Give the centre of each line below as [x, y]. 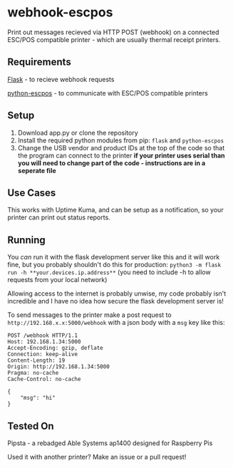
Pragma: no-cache [33, 373]
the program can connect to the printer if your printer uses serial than [121, 155]
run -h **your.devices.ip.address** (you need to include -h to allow [109, 272]
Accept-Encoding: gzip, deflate [55, 348]
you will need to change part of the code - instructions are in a [112, 163]
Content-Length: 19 [36, 360]
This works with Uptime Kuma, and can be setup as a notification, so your [115, 210]
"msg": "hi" [38, 398]
